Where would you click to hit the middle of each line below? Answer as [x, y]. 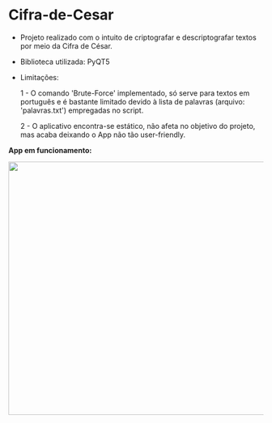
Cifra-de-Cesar [61, 15]
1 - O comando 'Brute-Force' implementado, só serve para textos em [135, 93]
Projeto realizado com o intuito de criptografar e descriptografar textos [138, 37]
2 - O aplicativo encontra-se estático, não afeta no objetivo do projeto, [138, 126]
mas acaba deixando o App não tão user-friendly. [103, 135]
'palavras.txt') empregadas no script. [82, 110]
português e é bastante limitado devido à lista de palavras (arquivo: [132, 101]
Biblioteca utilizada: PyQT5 [65, 62]
